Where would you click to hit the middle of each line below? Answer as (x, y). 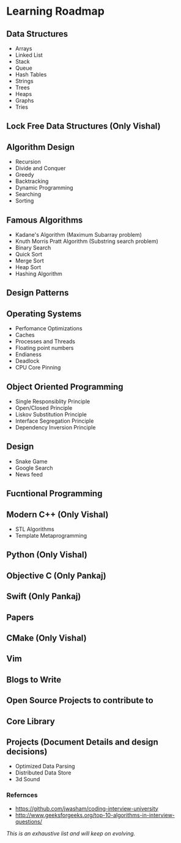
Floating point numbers (44, 348)
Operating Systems (44, 314)
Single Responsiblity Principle (53, 401)
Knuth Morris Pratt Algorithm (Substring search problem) (87, 241)
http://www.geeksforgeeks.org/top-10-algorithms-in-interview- (95, 815)
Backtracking (32, 181)
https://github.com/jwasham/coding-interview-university (87, 808)
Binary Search (33, 248)
